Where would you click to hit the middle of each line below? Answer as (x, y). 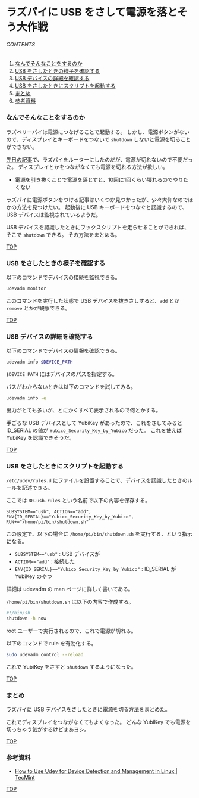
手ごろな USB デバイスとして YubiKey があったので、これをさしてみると (94, 423)
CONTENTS (21, 44)
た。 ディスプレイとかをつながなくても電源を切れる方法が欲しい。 (87, 167)
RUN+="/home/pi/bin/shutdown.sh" (48, 522)
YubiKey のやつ (33, 576)
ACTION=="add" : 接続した (45, 561)
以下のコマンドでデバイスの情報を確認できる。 (63, 351)
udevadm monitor (26, 288)
